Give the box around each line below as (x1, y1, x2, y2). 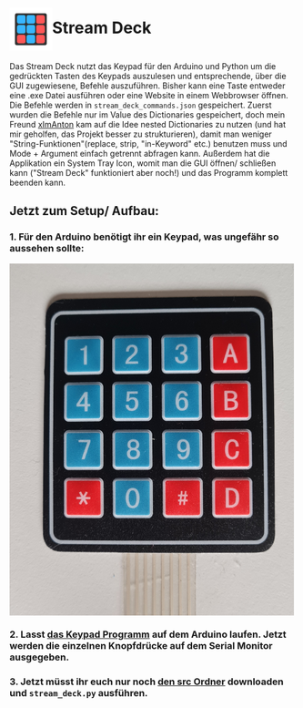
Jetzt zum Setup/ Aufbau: (9, 203, 159, 219)
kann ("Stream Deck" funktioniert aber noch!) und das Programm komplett (9, 167, 288, 178)
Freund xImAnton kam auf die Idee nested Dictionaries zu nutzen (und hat (9, 118, 287, 129)
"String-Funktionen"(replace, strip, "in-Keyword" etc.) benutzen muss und (9, 138, 288, 149)
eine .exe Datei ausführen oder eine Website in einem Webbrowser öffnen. (9, 89, 288, 100)
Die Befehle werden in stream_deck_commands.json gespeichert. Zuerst (9, 99, 272, 110)
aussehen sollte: (9, 242, 85, 255)
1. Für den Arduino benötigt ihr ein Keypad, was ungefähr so (9, 231, 279, 243)
